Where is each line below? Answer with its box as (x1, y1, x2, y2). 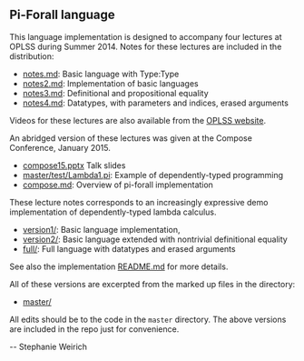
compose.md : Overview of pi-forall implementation (22, 179, 213, 190)
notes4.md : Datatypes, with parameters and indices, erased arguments (22, 97, 289, 108)
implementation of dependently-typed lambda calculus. (9, 206, 217, 217)
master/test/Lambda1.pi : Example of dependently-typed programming (22, 169, 284, 180)
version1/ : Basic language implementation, (22, 224, 181, 235)
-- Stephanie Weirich (9, 341, 88, 352)
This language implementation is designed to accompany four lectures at (9, 31, 283, 42)
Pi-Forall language (9, 7, 115, 23)
